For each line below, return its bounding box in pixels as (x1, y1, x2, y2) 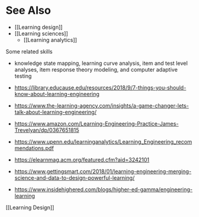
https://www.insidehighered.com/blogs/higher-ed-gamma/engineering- (14, 186, 193, 193)
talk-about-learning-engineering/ (14, 108, 97, 115)
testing (14, 72, 32, 79)
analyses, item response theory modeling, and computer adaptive (14, 66, 178, 73)
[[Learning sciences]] (14, 29, 69, 37)
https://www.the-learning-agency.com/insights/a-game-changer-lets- (14, 102, 189, 109)
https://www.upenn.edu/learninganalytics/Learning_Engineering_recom (14, 138, 192, 145)
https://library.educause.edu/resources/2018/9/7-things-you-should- (14, 84, 186, 91)
